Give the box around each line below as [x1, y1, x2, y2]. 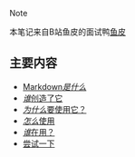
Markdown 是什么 [22, 81, 87, 92]
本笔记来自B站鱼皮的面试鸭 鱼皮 [9, 26, 127, 37]
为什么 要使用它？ [22, 103, 87, 114]
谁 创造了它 [22, 93, 63, 103]
